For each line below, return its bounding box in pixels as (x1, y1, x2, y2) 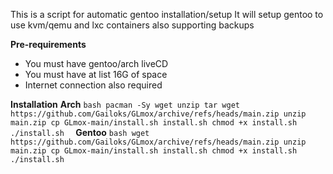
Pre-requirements (10, 39, 87, 50)
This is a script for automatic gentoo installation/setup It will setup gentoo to (10, 9, 324, 20)
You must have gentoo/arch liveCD (24, 58, 169, 69)
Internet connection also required (24, 79, 163, 91)
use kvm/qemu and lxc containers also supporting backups (10, 19, 255, 31)
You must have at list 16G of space (24, 69, 168, 80)
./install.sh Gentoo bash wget (10, 127, 150, 138)
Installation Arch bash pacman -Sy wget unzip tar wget (10, 99, 240, 110)
